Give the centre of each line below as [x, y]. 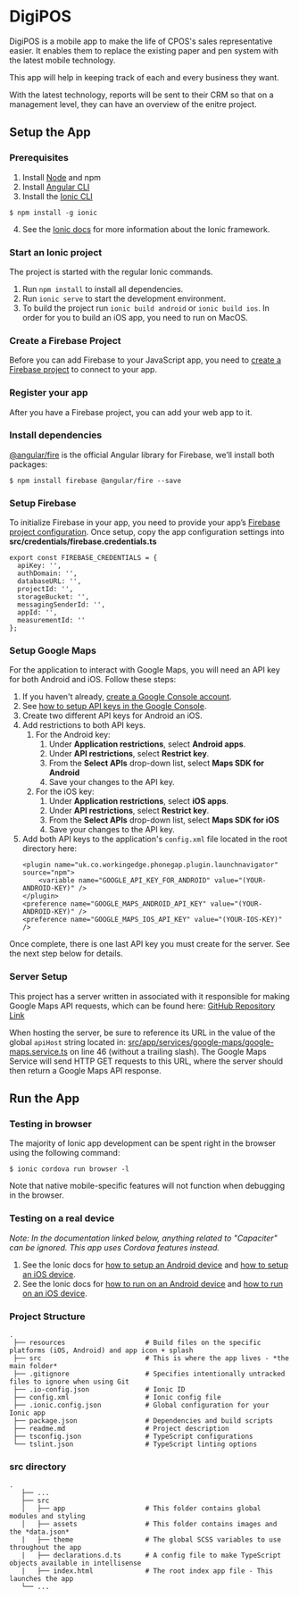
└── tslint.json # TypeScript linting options [135, 1444]
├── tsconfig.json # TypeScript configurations [133, 1436]
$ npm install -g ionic [54, 213]
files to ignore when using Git [69, 1382]
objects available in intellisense [75, 1564]
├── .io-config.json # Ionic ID [99, 1389]
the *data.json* [39, 1532]
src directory [38, 1467]
